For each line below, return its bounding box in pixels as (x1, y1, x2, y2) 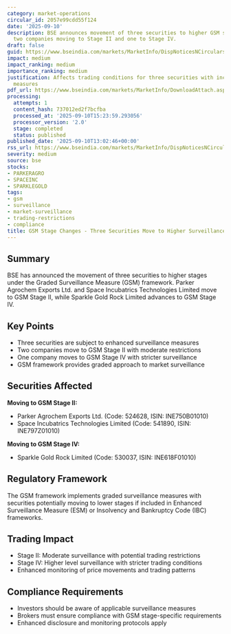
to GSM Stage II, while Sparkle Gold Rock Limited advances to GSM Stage (7, 293, 217, 301)
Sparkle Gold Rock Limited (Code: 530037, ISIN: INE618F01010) (16, 453, 197, 461)
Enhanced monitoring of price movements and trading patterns (16, 566, 196, 574)
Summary (7, 252, 50, 265)
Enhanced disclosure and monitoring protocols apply (16, 619, 167, 627)
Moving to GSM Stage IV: (7, 439, 80, 448)
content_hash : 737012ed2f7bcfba (13, 106, 107, 113)
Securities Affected (7, 380, 93, 392)
